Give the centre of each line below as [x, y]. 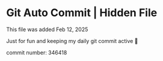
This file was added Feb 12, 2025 [47, 29]
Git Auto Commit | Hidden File [82, 13]
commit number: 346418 [37, 52]
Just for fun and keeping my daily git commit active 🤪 [72, 41]
